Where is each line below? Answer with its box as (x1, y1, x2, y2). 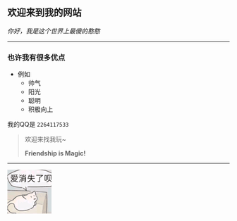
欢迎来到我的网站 (7, 6, 82, 19)
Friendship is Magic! (24, 149, 86, 158)
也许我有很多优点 (7, 52, 66, 62)
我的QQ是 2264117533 (7, 120, 69, 129)
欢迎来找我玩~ (24, 135, 67, 144)
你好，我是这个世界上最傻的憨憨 (7, 27, 100, 35)
